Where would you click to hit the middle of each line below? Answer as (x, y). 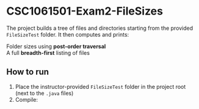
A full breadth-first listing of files (48, 52)
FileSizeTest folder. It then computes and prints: (68, 34)
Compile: (27, 99)
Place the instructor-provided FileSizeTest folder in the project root (100, 86)
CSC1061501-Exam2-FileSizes (85, 11)
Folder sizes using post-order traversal (56, 46)
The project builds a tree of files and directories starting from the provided (100, 28)
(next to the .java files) (44, 93)
